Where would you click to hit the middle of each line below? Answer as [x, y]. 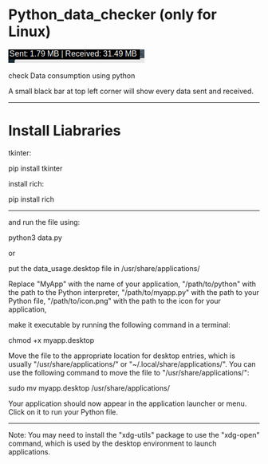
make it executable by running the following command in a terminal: [120, 324]
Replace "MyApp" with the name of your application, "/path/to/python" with [132, 284]
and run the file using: [44, 222]
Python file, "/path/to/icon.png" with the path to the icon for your [115, 301]
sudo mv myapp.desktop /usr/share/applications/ [89, 387]
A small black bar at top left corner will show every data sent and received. [131, 91]
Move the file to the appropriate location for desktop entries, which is [122, 356]
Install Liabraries [65, 131]
